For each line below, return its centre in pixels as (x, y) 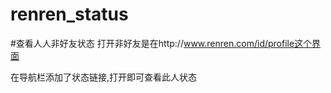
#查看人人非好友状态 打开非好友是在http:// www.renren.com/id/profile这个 (161, 43)
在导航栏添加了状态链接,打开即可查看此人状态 (104, 77)
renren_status (69, 14)
